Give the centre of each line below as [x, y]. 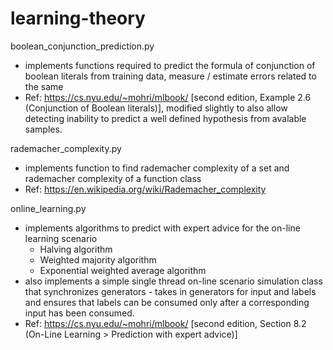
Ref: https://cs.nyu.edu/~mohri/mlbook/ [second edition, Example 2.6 [168, 97]
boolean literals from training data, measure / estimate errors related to [170, 76]
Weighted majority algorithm [98, 259]
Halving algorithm [76, 249]
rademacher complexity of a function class [113, 178]
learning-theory [78, 18]
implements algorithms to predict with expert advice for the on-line [162, 228]
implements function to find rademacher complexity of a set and [157, 168]
